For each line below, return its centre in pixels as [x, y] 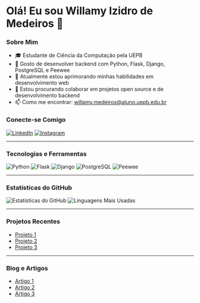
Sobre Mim [22, 42]
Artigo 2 [25, 287]
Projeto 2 [26, 241]
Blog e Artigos [27, 268]
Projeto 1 [26, 234]
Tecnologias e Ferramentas [46, 154]
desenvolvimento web [42, 83]
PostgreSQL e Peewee [42, 70]
